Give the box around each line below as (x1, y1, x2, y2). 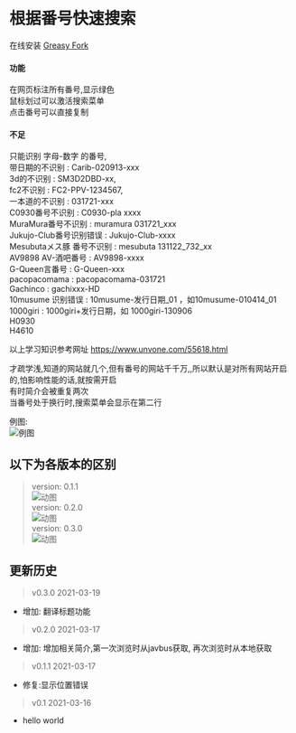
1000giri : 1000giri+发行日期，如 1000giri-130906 (9, 305, 192, 316)
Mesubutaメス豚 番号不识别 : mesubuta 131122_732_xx (9, 241, 212, 252)
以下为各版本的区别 (9, 456, 116, 472)
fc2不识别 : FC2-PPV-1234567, (9, 184, 124, 195)
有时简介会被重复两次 (9, 386, 88, 397)
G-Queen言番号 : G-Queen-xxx (9, 264, 125, 275)
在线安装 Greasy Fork (9, 40, 89, 51)
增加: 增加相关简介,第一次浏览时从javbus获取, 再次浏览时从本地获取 (22, 643, 273, 653)
